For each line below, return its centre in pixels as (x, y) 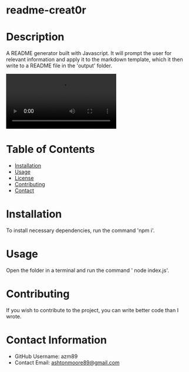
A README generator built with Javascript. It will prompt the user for (89, 53)
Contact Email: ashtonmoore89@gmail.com (67, 362)
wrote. (14, 316)
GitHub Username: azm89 (46, 356)
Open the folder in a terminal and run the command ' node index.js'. (87, 270)
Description (35, 37)
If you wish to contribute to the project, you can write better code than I (92, 310)
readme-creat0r (46, 10)
